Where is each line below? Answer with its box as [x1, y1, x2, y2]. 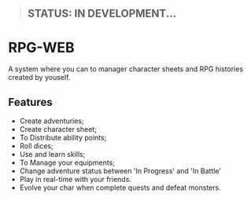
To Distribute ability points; [19, 133, 107, 143]
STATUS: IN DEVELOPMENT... [27, 7, 177, 20]
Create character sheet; [19, 125, 97, 134]
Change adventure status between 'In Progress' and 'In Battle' [19, 166, 222, 176]
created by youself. [8, 73, 71, 82]
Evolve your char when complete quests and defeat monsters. [19, 183, 222, 192]
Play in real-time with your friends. [19, 175, 132, 184]
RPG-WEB [8, 38, 75, 56]
